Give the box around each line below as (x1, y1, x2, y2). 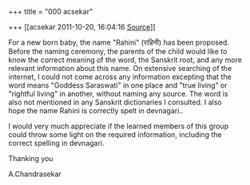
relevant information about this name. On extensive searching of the (8, 64, 232, 73)
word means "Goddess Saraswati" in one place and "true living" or (8, 81, 228, 90)
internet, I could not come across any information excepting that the (8, 72, 232, 81)
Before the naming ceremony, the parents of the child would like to (8, 47, 228, 56)
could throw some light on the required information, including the (8, 130, 222, 139)
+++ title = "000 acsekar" (8, 7, 93, 16)
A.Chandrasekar (8, 169, 62, 179)
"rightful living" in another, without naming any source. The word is (8, 89, 228, 98)
